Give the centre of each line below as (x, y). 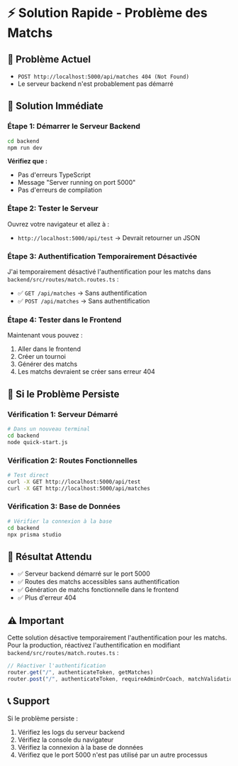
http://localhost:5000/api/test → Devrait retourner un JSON (109, 237)
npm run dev (25, 148)
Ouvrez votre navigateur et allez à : (58, 224)
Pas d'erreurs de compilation (60, 190)
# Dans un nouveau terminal (49, 429)
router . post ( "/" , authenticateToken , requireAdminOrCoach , (96, 679)
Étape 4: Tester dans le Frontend (64, 320)
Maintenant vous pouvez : (45, 335)
